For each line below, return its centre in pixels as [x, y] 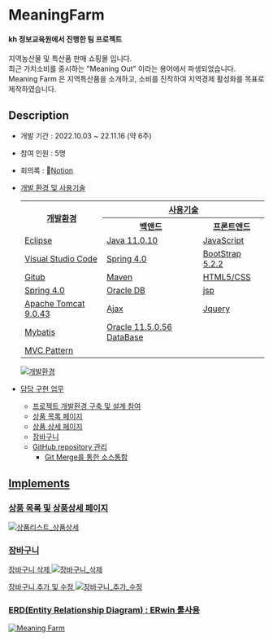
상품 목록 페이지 [57, 416]
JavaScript [223, 240]
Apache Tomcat [54, 304]
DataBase [125, 337]
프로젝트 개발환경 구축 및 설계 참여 [87, 406]
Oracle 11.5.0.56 [140, 327]
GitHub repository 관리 [70, 447]
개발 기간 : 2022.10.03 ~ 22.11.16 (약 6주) [86, 136]
